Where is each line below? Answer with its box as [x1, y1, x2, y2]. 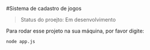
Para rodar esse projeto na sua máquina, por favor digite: [6, 27, 144, 34]
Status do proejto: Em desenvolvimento [20, 16, 116, 23]
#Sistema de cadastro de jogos [6, 5, 82, 12]
